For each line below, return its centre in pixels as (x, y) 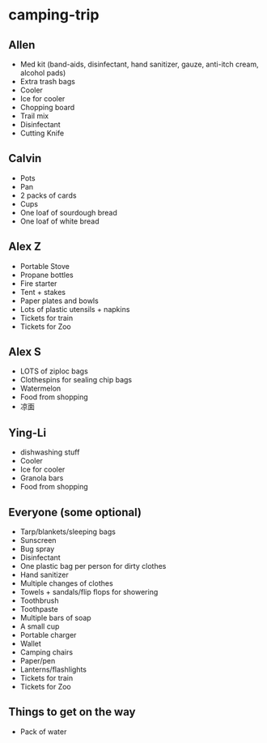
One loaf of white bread (59, 221)
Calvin (25, 158)
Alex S (25, 352)
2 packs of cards (48, 195)
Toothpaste (39, 609)
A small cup (40, 626)
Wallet (31, 644)
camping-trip (54, 15)
